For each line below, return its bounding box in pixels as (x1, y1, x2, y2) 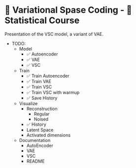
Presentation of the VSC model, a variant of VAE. (4, 31, 104, 37)
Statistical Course (4, 15, 80, 26)
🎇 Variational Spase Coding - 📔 (4, 4, 133, 16)
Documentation (19, 137, 51, 143)
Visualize (19, 100, 38, 106)
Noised (34, 116, 49, 122)
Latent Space (26, 127, 54, 133)
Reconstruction (26, 106, 58, 112)
